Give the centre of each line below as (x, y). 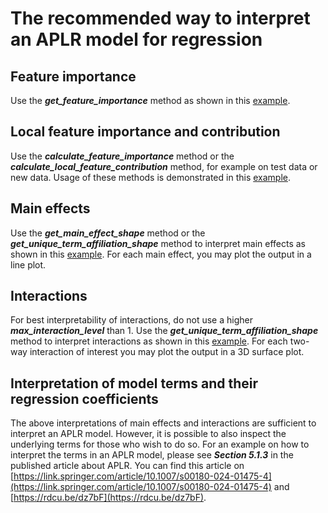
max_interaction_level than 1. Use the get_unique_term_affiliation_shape (164, 331)
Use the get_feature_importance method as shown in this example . (150, 100)
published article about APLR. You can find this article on (127, 466)
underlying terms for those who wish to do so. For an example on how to (160, 444)
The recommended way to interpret (160, 18)
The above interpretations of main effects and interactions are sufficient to (163, 423)
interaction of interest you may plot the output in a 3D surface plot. (167, 352)
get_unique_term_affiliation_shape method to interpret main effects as (158, 243)
